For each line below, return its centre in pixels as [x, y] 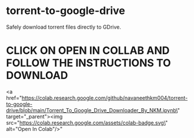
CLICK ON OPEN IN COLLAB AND [88, 51]
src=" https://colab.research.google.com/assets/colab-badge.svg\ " [87, 123]
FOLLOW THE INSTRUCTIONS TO [89, 63]
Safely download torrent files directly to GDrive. [64, 27]
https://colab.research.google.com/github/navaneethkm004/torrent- [105, 98]
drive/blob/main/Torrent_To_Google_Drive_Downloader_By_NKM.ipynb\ [92, 110]
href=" [14, 98]
